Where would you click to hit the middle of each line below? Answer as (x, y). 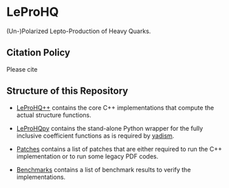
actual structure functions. (54, 115)
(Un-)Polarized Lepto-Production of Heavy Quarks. (79, 31)
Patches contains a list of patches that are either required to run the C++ (119, 149)
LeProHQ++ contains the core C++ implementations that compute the (115, 107)
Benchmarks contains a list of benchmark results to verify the (103, 169)
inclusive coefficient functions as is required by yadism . (95, 136)
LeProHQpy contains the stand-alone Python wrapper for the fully (110, 128)
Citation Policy (38, 53)
